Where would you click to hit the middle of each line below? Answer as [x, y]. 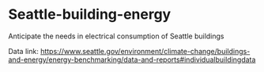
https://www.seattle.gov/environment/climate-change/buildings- [145, 51]
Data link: [24, 51]
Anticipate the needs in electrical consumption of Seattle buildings [116, 36]
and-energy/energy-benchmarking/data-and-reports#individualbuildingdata [132, 59]
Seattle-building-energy [90, 14]
